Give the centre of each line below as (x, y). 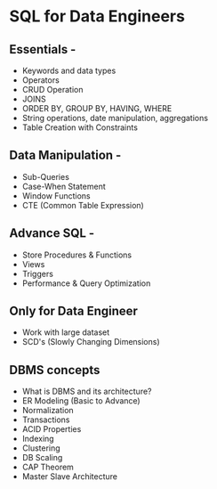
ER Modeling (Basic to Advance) (81, 401)
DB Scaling (42, 458)
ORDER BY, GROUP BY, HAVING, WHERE (97, 108)
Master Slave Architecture (70, 477)
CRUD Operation (52, 90)
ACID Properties (52, 429)
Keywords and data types (69, 70)
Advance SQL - (52, 233)
